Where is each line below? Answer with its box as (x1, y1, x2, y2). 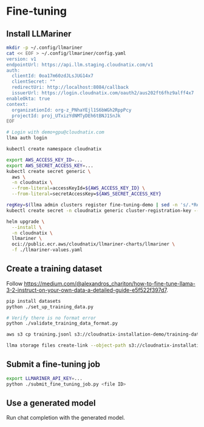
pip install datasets (6, 298, 61, 304)
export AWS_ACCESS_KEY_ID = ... (6, 157, 83, 163)
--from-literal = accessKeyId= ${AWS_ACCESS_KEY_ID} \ (12, 185, 146, 191)
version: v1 (6, 56, 36, 62)
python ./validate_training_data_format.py (6, 320, 118, 326)
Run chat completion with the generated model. (6, 414, 126, 422)
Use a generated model (6, 398, 96, 409)
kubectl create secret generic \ (6, 168, 91, 174)
